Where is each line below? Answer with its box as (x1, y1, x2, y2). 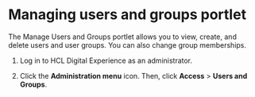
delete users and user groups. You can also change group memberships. (8, 40, 247, 49)
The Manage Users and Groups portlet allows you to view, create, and (8, 32, 237, 41)
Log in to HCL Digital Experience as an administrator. (19, 56, 193, 65)
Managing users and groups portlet (8, 6, 247, 24)
